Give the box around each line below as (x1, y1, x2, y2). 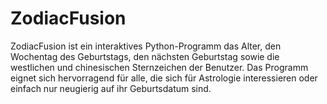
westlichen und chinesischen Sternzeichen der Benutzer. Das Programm (10, 61, 309, 73)
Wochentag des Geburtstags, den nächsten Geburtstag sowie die (10, 50, 280, 62)
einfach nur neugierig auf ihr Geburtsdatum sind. (10, 82, 212, 94)
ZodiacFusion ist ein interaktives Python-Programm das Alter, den (10, 40, 282, 52)
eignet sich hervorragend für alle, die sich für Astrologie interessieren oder (10, 72, 318, 84)
